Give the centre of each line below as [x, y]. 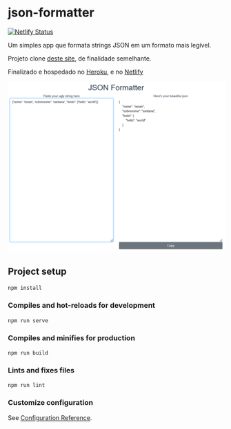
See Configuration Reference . [50, 417]
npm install [25, 288]
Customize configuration [51, 403]
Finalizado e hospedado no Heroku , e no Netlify [76, 72]
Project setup [38, 272]
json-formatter [51, 13]
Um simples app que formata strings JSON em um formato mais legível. [110, 45]
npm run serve [28, 321]
